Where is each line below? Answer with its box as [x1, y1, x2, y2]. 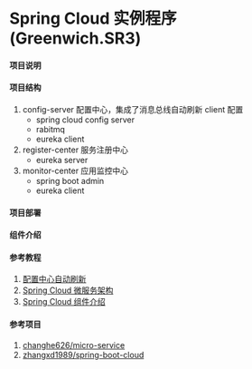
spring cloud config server [35, 114, 135, 125]
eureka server [35, 154, 89, 165]
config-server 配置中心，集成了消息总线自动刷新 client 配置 [22, 103, 244, 114]
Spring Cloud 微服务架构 [22, 285, 114, 296]
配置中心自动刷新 [22, 274, 87, 285]
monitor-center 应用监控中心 [22, 165, 129, 176]
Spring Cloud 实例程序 [9, 8, 178, 29]
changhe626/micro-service [22, 339, 126, 350]
